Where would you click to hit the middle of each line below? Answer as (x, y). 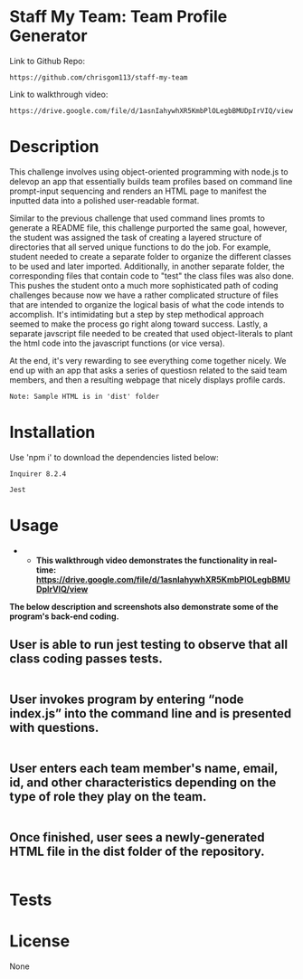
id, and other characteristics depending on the (143, 782)
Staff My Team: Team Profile (118, 17)
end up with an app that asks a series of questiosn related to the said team (148, 370)
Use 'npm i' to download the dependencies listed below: (114, 457)
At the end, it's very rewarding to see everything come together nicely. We (148, 360)
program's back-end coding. (64, 616)
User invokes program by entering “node (127, 699)
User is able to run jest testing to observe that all (148, 645)
